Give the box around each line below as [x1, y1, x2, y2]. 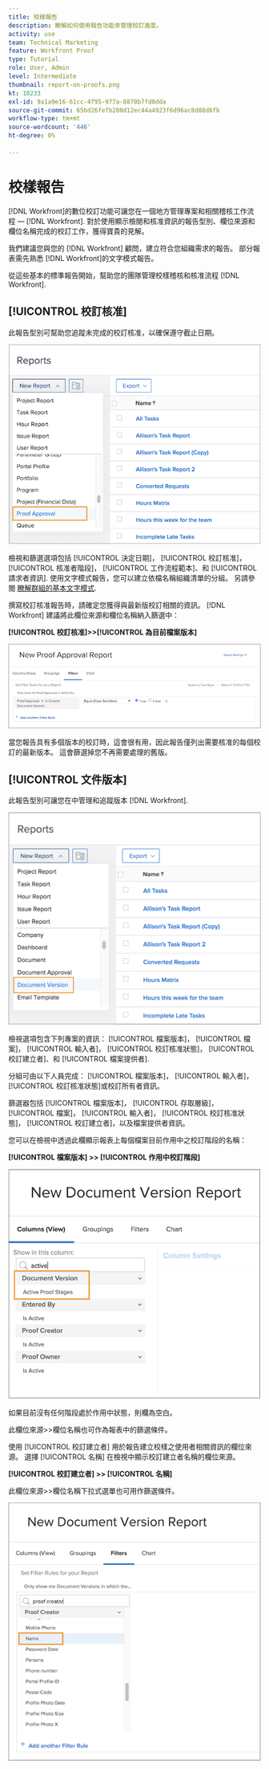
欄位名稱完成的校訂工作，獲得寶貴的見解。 [8, 226, 149, 236]
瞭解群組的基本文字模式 [17, 583, 94, 593]
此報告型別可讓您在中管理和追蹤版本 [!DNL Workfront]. [8, 796, 188, 805]
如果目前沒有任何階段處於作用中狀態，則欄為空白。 [8, 1408, 177, 1417]
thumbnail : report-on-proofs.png [8, 80, 120, 88]
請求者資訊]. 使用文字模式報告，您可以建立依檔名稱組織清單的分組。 [8, 573, 233, 583]
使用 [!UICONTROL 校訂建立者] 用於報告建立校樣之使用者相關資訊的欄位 [8, 1441, 246, 1451]
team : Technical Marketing [8, 39, 98, 47]
